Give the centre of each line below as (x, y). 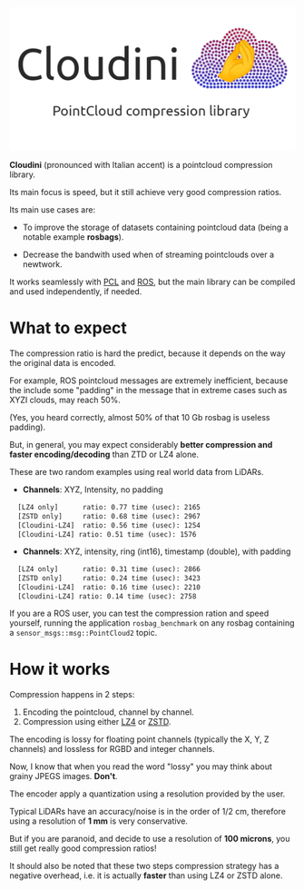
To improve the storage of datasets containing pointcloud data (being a (155, 227)
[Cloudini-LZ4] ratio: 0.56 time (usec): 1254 (109, 525)
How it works (60, 669)
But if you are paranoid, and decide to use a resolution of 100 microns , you (150, 838)
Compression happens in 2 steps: (72, 694)
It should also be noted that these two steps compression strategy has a (144, 865)
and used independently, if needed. (76, 292)
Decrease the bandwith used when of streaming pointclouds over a (148, 254)
